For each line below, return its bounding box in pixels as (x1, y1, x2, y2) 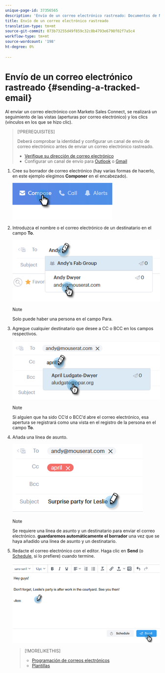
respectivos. (12, 331, 38, 336)
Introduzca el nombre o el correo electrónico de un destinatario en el (12, 225, 152, 231)
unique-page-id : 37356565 (5, 8, 58, 13)
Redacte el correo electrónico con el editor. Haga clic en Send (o (12, 547, 143, 554)
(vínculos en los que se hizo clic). (5, 119, 73, 125)
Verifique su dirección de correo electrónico (24, 153, 114, 159)
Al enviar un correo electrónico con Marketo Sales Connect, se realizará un (5, 108, 157, 114)
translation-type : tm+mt (5, 24, 56, 29)
